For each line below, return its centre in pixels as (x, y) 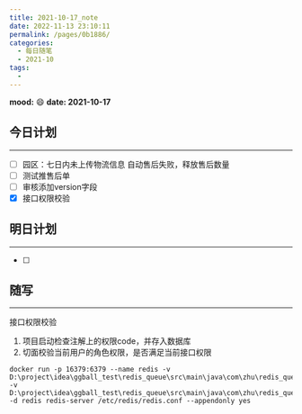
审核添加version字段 (60, 186)
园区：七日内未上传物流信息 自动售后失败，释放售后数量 (126, 164)
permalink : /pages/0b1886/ (60, 34)
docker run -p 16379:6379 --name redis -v (90, 370)
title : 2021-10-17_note (54, 18)
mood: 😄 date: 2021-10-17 (60, 102)
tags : (19, 68)
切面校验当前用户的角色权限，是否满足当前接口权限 (117, 353)
